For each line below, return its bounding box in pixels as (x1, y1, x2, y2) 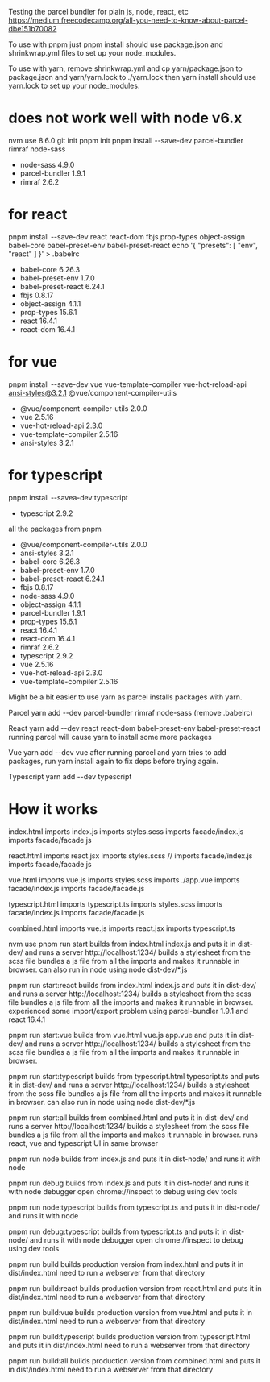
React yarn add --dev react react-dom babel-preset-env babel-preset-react (8, 723, 260, 733)
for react (8, 205, 68, 224)
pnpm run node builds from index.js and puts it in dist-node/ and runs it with (8, 1154, 261, 1164)
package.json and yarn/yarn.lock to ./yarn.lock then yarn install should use (8, 73, 256, 81)
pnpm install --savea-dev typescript (8, 492, 129, 502)
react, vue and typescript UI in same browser (8, 1138, 159, 1148)
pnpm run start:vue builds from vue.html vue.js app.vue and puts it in (8, 1030, 238, 1040)
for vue (8, 353, 58, 371)
